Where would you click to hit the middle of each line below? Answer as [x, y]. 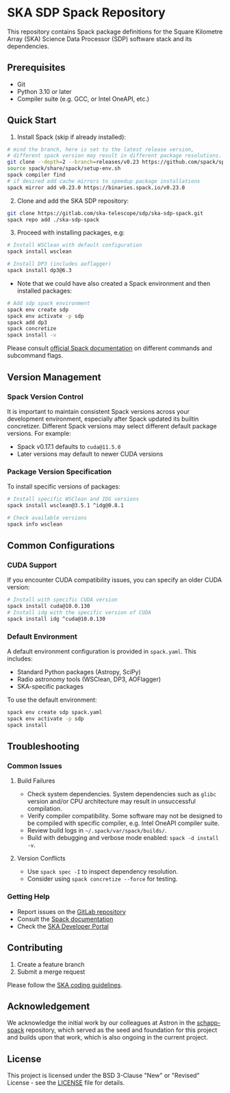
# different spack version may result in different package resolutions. [115, 156]
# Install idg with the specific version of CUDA [79, 613]
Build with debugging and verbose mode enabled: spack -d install [123, 838]
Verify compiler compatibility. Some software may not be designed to [125, 816]
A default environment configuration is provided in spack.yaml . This [102, 652]
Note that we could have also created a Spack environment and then [114, 283]
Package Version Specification [59, 471]
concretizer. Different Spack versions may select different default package [112, 426]
